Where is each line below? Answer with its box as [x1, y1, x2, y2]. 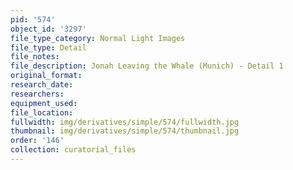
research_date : [10, 80, 74, 90]
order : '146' [10, 136, 65, 146]
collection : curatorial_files [10, 145, 137, 155]
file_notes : [10, 52, 60, 62]
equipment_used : [10, 98, 78, 108]
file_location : [10, 107, 74, 118]
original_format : [10, 71, 83, 81]
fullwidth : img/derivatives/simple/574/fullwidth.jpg [10, 117, 240, 127]
